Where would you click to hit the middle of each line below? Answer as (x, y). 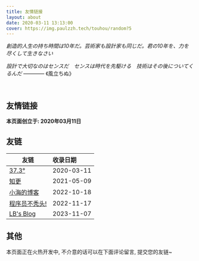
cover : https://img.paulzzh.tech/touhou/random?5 (69, 28)
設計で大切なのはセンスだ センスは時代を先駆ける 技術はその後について (97, 66)
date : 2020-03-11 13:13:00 (40, 23)
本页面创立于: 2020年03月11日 (44, 121)
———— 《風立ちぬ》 (49, 74)
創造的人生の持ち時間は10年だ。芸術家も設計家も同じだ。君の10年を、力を (98, 46)
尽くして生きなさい (30, 54)
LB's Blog (22, 213)
